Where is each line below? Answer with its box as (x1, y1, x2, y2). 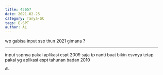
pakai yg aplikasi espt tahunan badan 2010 (5, 57, 91, 63)
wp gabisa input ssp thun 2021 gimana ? (5, 38, 86, 44)
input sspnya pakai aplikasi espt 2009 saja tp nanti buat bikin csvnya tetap (5, 52, 154, 58)
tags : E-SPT (5, 20, 29, 25)
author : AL (5, 25, 27, 30)
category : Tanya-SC (5, 16, 45, 21)
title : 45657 (5, 7, 32, 12)
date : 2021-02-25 (5, 12, 40, 16)
